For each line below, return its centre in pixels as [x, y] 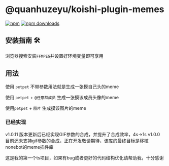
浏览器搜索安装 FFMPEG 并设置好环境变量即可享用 [54, 56]
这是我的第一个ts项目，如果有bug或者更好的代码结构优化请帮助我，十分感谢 [84, 157]
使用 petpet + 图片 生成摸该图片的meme [46, 108]
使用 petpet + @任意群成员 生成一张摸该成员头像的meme [62, 97]
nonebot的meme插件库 [29, 147]
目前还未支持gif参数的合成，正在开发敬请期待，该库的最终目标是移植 [77, 141]
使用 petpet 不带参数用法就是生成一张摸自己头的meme [62, 87]
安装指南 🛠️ [23, 41]
